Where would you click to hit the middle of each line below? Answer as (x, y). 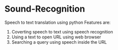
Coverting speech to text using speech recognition (62, 32)
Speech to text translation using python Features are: (58, 22)
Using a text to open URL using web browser (56, 37)
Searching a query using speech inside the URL (59, 42)
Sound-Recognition (45, 9)
